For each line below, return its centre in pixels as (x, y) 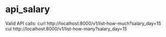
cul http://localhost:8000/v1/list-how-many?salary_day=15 (66, 28)
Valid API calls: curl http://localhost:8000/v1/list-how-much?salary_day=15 (83, 23)
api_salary (28, 9)
